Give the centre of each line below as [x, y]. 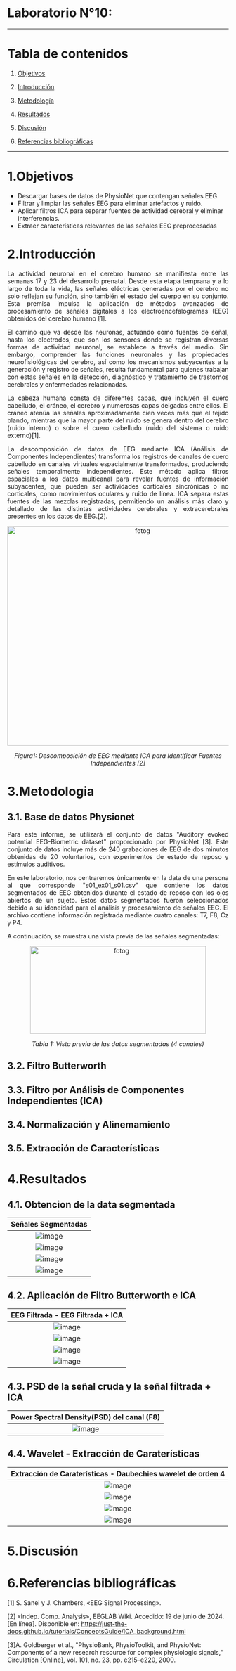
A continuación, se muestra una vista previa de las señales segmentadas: [113, 936]
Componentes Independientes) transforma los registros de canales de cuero [118, 456]
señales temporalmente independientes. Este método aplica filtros [118, 471]
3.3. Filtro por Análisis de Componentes [96, 1090]
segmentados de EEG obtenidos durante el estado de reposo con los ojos [118, 892]
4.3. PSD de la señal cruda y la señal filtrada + [109, 1386]
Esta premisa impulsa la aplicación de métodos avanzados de [118, 303]
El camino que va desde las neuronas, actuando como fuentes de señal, [118, 332]
